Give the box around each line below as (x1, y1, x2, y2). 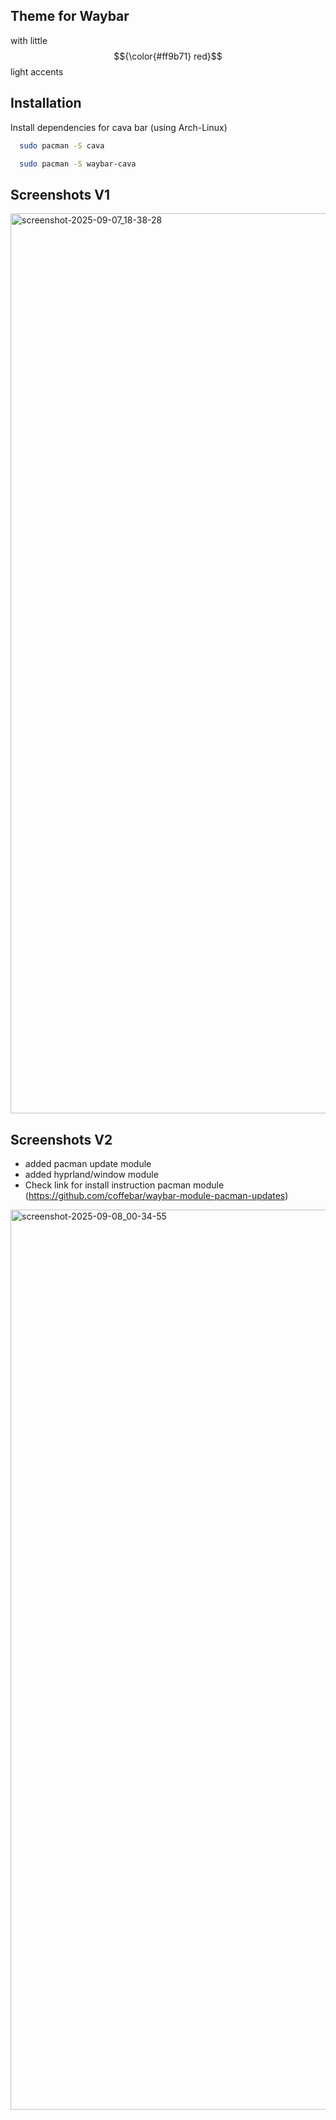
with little (10, 34, 48, 46)
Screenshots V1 (10, 186, 110, 203)
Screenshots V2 (10, 1131, 113, 1148)
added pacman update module (24, 1158, 152, 1169)
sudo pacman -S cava (19, 140, 105, 151)
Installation (10, 95, 82, 112)
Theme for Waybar (10, 8, 130, 25)
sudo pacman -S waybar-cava (19, 159, 137, 169)
